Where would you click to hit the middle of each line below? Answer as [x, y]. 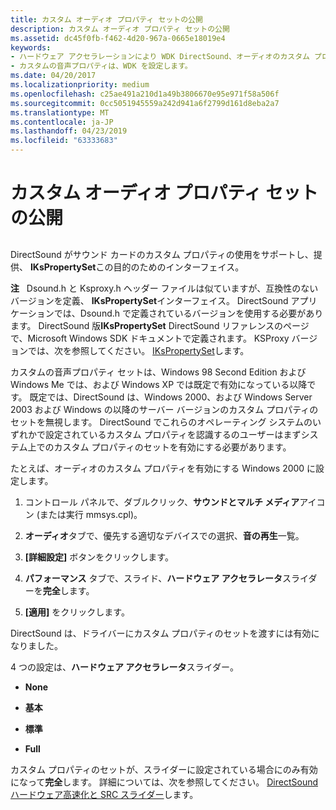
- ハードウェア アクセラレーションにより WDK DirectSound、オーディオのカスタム [160, 57]
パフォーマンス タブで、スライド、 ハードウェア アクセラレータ [153, 578]
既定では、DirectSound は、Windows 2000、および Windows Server [171, 397]
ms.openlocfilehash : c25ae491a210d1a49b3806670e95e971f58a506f [145, 94]
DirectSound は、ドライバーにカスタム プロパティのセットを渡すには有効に [165, 633]
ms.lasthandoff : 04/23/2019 [69, 131]
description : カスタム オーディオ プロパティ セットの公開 [120, 29]
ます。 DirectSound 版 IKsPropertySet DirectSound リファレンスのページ [160, 325]
